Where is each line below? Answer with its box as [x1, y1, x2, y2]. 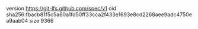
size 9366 [29, 17, 54, 24]
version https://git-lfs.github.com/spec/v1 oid [6, 5, 117, 12]
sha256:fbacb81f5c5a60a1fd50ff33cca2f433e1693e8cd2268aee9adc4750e [6, 11, 193, 18]
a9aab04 [6, 17, 28, 24]
